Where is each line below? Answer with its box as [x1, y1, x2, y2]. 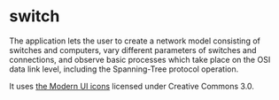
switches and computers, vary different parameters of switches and [9, 44, 257, 55]
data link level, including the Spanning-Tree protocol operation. [9, 64, 239, 74]
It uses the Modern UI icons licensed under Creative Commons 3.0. [9, 81, 255, 91]
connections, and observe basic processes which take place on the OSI [9, 54, 271, 65]
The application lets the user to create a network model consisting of [9, 35, 261, 46]
